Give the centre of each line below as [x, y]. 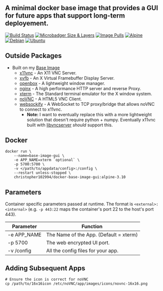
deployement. [27, 23]
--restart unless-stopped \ [42, 173]
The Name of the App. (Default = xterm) [92, 235]
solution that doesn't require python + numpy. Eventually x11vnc [91, 120]
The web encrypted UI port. [78, 243]
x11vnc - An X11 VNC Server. [48, 73]
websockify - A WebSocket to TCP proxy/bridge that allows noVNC [87, 104]
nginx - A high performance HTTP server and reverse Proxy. [80, 88]
